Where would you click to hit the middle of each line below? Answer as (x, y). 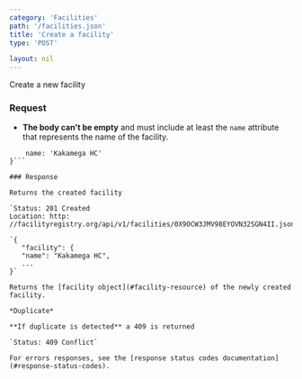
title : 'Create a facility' (62, 34)
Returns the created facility (66, 193)
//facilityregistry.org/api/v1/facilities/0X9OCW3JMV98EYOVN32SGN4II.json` (154, 225)
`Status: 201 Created (50, 209)
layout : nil (31, 59)
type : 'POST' (34, 43)
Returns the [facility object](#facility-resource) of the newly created (151, 288)
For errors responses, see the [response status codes (114, 358)
